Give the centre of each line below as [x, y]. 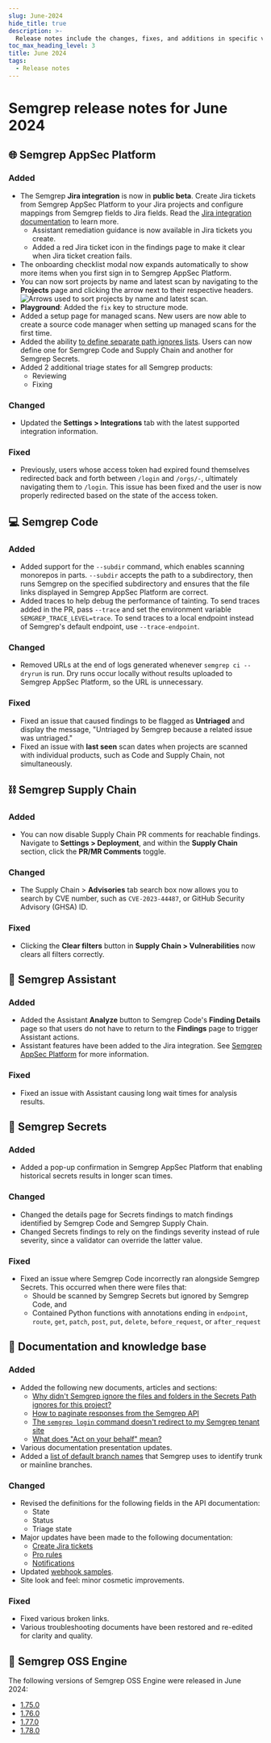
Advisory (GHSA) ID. [54, 907]
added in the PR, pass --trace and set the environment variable [125, 609]
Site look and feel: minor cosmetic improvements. [102, 1580]
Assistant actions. [50, 1037]
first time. [36, 332]
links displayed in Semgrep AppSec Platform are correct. [114, 592]
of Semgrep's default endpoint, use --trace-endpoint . [110, 626]
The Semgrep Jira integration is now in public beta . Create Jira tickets [138, 195]
